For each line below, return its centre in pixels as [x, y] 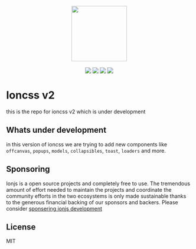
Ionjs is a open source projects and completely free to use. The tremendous [98, 184]
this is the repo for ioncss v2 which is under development [76, 112]
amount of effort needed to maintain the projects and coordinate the [89, 189]
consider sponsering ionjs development [54, 208]
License [21, 227]
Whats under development [56, 130]
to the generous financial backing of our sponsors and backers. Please [92, 202]
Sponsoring [28, 169]
